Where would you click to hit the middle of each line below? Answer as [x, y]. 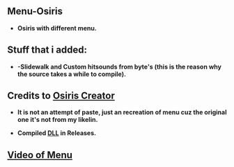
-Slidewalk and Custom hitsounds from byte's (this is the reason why [119, 67]
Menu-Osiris [35, 11]
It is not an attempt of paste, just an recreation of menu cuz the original [122, 112]
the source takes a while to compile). [72, 74]
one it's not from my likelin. [57, 120]
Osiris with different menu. [57, 28]
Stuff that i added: [47, 50]
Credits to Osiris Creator [61, 96]
